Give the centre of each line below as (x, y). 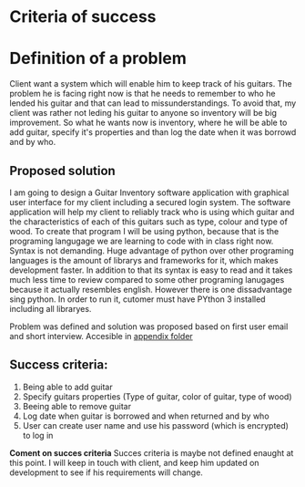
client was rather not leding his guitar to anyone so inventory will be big (143, 113)
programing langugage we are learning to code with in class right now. (142, 241)
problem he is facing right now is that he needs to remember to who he (142, 94)
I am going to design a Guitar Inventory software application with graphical (149, 192)
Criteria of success (83, 17)
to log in (38, 435)
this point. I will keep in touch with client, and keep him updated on (134, 462)
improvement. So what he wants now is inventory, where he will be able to (148, 123)
